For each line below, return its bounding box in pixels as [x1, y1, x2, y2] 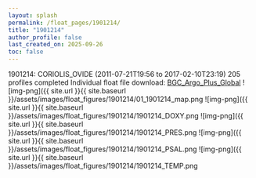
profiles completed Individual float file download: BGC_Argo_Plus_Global [8, 78, 241, 87]
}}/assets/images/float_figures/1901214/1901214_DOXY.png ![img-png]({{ [8, 111, 244, 120]
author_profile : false [8, 33, 82, 42]
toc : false [8, 48, 44, 56]
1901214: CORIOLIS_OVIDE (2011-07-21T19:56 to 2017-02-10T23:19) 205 [8, 70, 241, 78]
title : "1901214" [8, 26, 65, 34]
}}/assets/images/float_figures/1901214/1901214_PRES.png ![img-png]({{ [8, 128, 242, 137]
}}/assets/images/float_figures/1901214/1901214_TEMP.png [8, 162, 198, 170]
